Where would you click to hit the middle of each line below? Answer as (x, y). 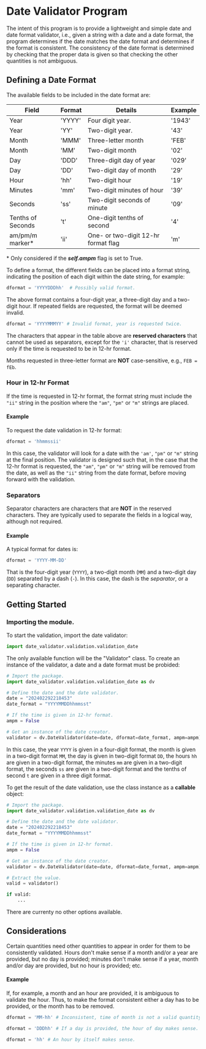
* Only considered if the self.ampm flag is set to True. (74, 258)
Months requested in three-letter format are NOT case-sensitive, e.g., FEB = (102, 360)
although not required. (35, 522)
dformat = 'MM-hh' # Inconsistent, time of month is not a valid (91, 1018)
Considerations (36, 931)
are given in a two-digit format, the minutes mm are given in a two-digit (94, 762)
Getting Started (36, 604)
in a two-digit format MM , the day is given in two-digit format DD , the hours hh (102, 756)
